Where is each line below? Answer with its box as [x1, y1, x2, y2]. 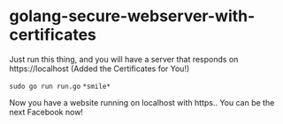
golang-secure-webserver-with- [9, 6, 256, 26]
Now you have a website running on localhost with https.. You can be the [9, 97, 275, 107]
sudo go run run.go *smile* [9, 82, 111, 91]
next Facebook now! [9, 106, 84, 117]
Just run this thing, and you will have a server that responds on [9, 54, 239, 64]
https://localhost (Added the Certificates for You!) [9, 63, 190, 74]
